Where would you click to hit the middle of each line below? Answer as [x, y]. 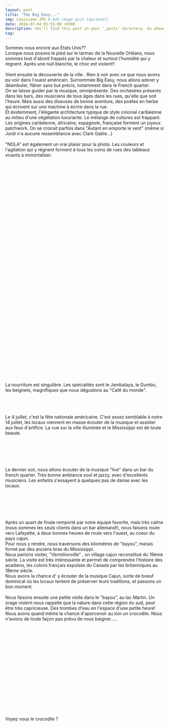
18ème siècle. [19, 570]
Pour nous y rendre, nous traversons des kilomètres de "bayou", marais [79, 544]
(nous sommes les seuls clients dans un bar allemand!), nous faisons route [82, 528]
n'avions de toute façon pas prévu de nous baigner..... [61, 619]
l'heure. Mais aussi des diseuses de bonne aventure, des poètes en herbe [82, 101]
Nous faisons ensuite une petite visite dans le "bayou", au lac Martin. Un [80, 597]
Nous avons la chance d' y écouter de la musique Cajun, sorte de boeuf [79, 576]
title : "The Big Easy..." [32, 15]
